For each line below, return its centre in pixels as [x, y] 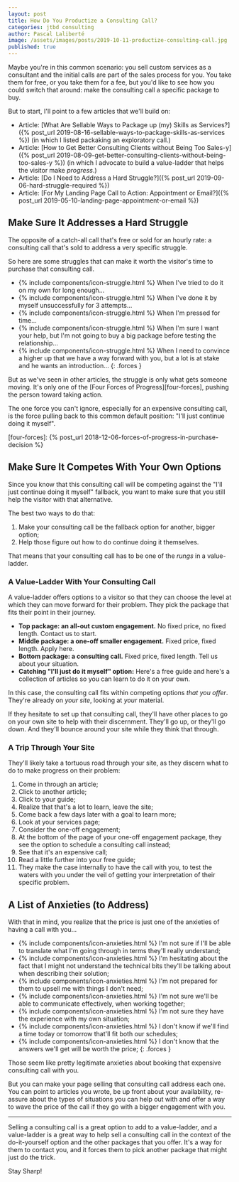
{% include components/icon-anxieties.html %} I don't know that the [118, 1041]
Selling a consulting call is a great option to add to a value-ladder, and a [113, 1127]
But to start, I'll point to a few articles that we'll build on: [89, 111]
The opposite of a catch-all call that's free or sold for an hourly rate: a [110, 240]
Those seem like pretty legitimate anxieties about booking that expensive [115, 1063]
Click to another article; [52, 792]
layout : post [27, 14]
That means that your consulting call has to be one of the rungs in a [107, 556]
